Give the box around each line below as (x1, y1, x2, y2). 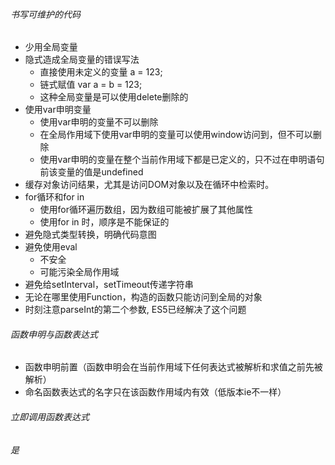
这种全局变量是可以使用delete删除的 (39, 91, 189, 103)
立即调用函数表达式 (10, 411, 90, 423)
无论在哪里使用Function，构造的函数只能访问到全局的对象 (24, 291, 263, 303)
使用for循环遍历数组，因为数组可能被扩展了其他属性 (39, 204, 254, 216)
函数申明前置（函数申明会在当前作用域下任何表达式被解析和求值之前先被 (24, 361, 323, 373)
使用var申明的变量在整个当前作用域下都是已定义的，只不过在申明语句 (39, 154, 325, 166)
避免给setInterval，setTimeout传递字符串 (24, 279, 194, 291)
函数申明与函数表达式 (10, 328, 98, 340)
